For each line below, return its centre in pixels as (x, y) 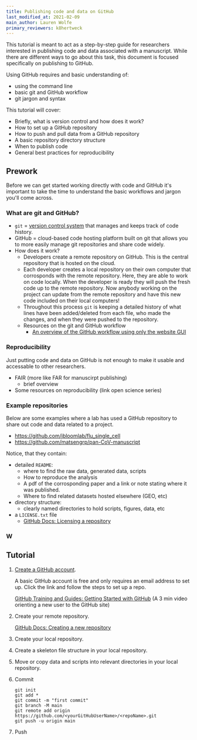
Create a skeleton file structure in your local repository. (81, 650)
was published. (42, 490)
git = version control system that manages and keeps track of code (96, 226)
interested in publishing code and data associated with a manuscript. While (97, 51)
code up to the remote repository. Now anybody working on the (100, 288)
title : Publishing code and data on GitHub (60, 11)
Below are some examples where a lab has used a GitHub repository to (92, 418)
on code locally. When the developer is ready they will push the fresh (107, 282)
